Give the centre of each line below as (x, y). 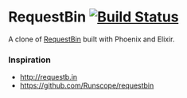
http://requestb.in (49, 77)
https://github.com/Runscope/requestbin (87, 86)
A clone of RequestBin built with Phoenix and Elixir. (92, 39)
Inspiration (30, 60)
